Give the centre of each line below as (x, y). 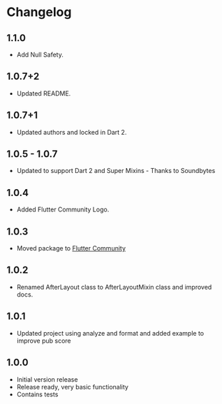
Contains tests (37, 394)
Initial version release (47, 379)
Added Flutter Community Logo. (63, 209)
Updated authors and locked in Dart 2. (72, 132)
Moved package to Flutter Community (71, 248)
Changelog (39, 12)
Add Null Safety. (40, 54)
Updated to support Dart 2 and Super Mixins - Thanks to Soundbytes (116, 171)
